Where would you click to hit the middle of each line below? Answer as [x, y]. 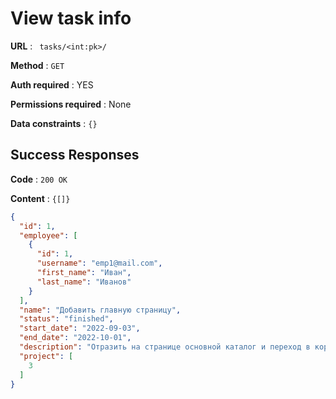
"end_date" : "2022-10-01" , [75, 338]
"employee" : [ [48, 235]
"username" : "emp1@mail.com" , [99, 263]
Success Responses [75, 155]
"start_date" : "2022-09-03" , [80, 328]
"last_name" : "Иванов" [84, 282]
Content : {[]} [40, 198]
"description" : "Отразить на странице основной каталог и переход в [165, 347]
